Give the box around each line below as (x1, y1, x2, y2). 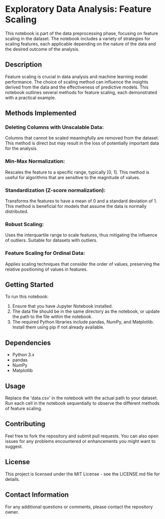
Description (5, 60, 42, 69)
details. (5, 476, 20, 482)
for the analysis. (5, 145, 38, 151)
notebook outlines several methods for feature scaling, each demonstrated (5, 89, 157, 95)
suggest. (5, 443, 23, 449)
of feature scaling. (5, 406, 42, 412)
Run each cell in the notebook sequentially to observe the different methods (5, 400, 160, 406)
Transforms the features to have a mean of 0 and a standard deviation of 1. (5, 198, 157, 204)
